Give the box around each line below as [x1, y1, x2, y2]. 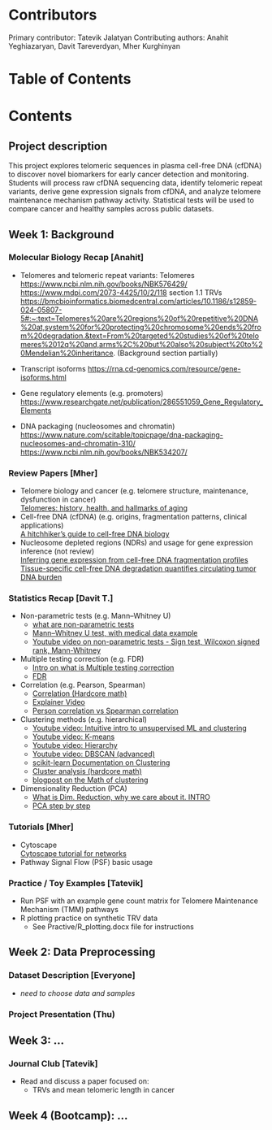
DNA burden [19, 572, 63, 582]
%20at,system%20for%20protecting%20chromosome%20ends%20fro [19, 322, 261, 332]
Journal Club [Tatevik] [8, 1058, 99, 1069]
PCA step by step [32, 801, 91, 811]
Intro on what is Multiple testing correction [32, 663, 175, 672]
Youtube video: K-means [32, 732, 115, 741]
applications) [19, 520, 64, 530]
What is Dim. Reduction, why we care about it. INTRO [32, 793, 211, 802]
